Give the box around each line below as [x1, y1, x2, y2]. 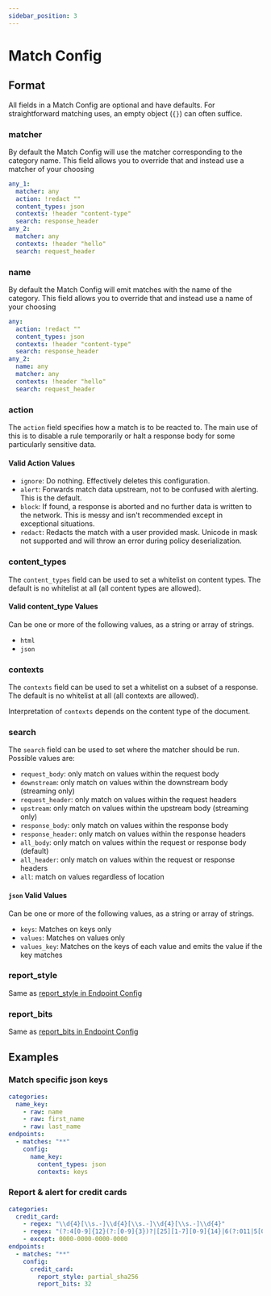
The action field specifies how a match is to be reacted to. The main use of [8, 423, 258, 433]
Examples [8, 1050, 59, 1064]
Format [8, 78, 46, 93]
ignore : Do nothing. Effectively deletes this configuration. [19, 476, 211, 486]
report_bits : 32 [37, 1280, 92, 1288]
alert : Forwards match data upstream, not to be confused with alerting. [19, 485, 259, 495]
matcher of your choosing [8, 164, 94, 173]
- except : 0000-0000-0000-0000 [23, 1235, 128, 1244]
